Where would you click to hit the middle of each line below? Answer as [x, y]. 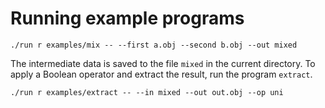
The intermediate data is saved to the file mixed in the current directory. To [163, 63]
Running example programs [127, 18]
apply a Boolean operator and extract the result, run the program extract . [161, 74]
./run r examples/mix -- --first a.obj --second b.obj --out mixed [154, 45]
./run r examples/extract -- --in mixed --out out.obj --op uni [147, 92]
